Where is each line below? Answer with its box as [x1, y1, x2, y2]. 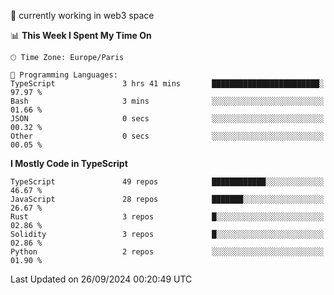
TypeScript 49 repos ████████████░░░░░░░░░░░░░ [10, 177, 325, 187]
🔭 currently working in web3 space [10, 10, 155, 21]
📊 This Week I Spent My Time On [10, 30, 152, 41]
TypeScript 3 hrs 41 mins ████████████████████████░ [10, 79, 325, 89]
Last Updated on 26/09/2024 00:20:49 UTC [10, 273, 193, 285]
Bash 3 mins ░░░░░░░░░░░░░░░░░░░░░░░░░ [10, 96, 325, 106]
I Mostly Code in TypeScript [10, 158, 128, 169]
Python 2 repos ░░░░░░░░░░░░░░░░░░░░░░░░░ [10, 247, 325, 257]
